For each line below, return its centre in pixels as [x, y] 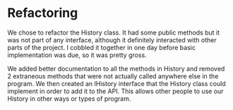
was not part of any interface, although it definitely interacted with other [112, 39]
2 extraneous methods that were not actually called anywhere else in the [113, 76]
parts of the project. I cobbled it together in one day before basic [102, 47]
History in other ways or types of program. [69, 98]
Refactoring [43, 13]
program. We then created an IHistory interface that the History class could [116, 83]
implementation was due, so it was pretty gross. [77, 55]
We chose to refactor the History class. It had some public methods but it [114, 32]
